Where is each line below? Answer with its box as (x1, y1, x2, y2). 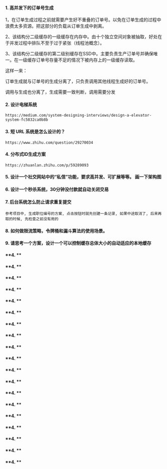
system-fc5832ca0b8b (5, 117, 49, 123)
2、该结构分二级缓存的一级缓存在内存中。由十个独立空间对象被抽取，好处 (5, 34, 158, 40)
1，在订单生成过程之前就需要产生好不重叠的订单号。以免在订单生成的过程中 (5, 17, 161, 23)
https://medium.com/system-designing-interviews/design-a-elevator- (5, 113, 152, 118)
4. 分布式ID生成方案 (5, 151, 46, 157)
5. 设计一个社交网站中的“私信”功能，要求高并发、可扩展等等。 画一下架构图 (5, 174, 162, 180)
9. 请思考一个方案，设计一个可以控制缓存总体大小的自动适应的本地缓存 (5, 240, 152, 246)
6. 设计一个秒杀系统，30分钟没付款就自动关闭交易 (5, 186, 109, 192)
